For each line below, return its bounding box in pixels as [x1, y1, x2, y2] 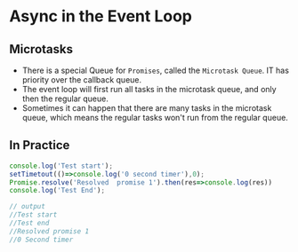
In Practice [9, 138, 70, 153]
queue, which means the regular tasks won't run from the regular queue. [21, 113, 289, 122]
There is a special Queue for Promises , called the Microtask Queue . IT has [21, 65, 289, 75]
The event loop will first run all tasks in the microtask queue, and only [21, 84, 278, 94]
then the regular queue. [21, 93, 109, 104]
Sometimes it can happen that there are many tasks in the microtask [21, 103, 272, 113]
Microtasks [9, 42, 74, 57]
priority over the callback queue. [21, 75, 142, 85]
